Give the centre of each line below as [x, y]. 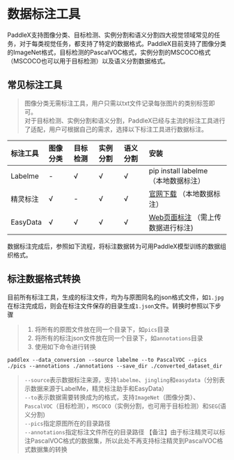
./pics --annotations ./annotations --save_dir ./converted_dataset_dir [115, 366]
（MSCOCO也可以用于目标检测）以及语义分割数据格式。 [88, 61]
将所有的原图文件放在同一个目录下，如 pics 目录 [102, 329]
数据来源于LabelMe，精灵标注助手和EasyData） [99, 388]
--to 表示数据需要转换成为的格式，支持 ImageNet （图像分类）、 [112, 397]
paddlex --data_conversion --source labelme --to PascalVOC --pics [107, 360]
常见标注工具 [35, 85]
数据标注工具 [44, 14]
